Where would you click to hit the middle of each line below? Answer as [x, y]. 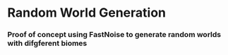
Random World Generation [87, 13]
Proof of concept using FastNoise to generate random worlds [114, 35]
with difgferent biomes [47, 43]
